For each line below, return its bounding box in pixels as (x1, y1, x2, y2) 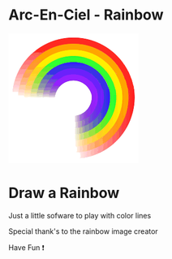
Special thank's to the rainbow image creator (8, 226, 158, 236)
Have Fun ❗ (8, 242, 45, 253)
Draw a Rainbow (8, 184, 120, 202)
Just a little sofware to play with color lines (8, 210, 152, 220)
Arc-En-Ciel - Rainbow (8, 6, 164, 24)
